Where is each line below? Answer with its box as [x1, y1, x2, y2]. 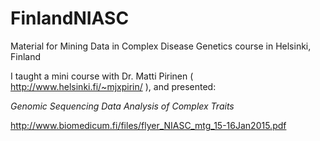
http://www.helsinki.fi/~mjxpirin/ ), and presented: [10, 80, 217, 92]
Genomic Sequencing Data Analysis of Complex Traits [10, 100, 235, 112]
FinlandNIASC [10, 7, 130, 30]
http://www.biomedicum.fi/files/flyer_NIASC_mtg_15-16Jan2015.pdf [10, 119, 287, 131]
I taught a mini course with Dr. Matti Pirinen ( [10, 70, 194, 82]
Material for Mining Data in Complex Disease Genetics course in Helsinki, [10, 40, 312, 52]
